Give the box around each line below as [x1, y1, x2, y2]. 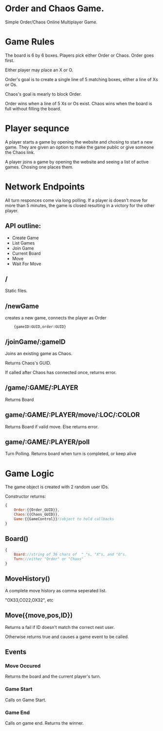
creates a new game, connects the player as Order [5, 315, 107, 321]
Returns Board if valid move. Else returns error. [5, 423, 99, 430]
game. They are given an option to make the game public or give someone [5, 144, 154, 150]
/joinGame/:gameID [5, 337, 66, 346]
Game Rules [5, 36, 54, 47]
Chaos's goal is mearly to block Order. [5, 91, 82, 97]
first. [5, 57, 15, 63]
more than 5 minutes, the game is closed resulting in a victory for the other [5, 202, 155, 208]
